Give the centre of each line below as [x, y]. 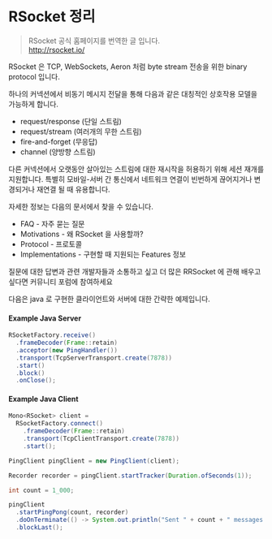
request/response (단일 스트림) [71, 121]
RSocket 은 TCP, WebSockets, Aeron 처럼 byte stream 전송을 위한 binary [128, 67]
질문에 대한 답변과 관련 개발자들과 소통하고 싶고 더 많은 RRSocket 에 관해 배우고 [135, 271]
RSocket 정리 [52, 17]
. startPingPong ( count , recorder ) [72, 512]
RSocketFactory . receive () [52, 335]
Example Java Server [45, 318]
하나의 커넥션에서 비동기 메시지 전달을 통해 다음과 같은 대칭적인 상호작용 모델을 [133, 93]
